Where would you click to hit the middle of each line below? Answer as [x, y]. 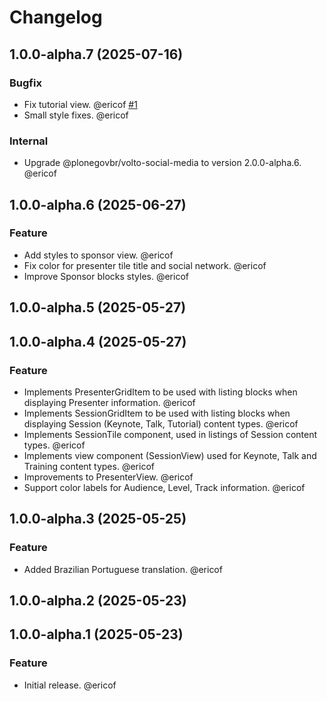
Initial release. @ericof [70, 685]
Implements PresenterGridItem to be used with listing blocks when [160, 392]
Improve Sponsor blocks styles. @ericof [106, 276]
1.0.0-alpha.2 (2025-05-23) [98, 601]
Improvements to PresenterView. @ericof [108, 477]
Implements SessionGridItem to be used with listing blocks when [157, 413]
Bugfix [25, 83]
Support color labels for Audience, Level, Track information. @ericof [164, 487]
